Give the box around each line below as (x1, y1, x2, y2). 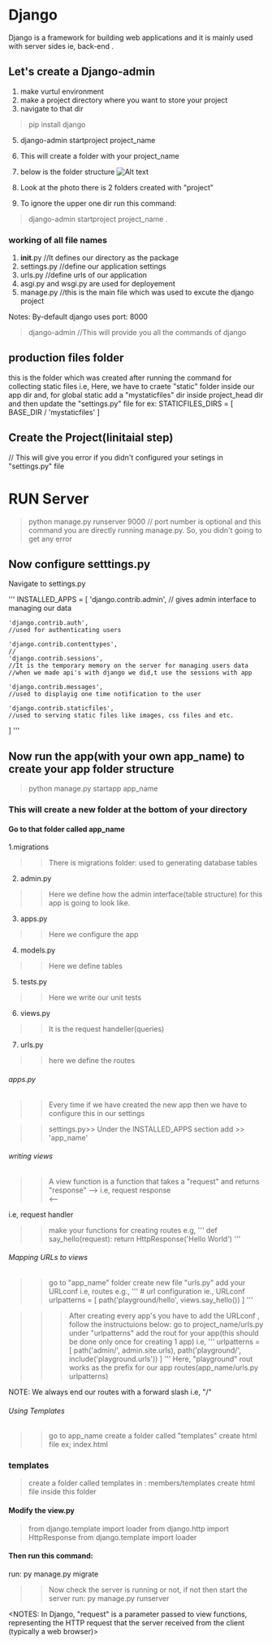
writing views (8, 1151, 53, 1161)
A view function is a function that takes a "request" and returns (48, 1176, 260, 1186)
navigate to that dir (19, 103, 84, 113)
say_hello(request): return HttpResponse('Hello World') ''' (48, 1234, 241, 1244)
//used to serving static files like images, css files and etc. (8, 712, 234, 720)
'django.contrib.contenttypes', (8, 640, 118, 648)
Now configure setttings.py (8, 557, 151, 571)
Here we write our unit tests (48, 992, 142, 1002)
